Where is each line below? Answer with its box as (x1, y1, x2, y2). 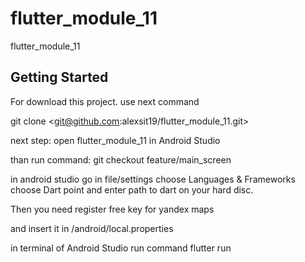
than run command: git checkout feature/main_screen (10, 153, 232, 166)
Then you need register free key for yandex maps (10, 203, 215, 215)
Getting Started (10, 69, 109, 86)
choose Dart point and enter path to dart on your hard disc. (10, 183, 254, 196)
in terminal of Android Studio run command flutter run (10, 242, 232, 254)
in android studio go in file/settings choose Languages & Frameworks (10, 173, 296, 185)
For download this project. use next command (10, 95, 200, 107)
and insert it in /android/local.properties (10, 222, 174, 234)
